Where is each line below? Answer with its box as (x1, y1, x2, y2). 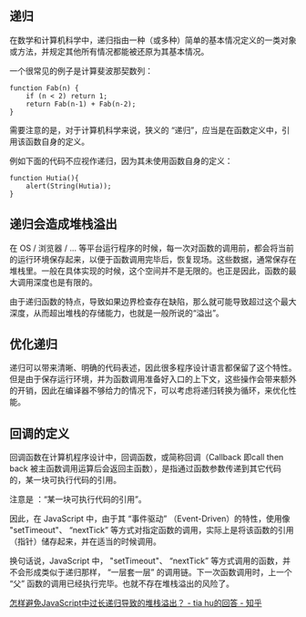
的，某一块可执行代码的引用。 (9, 475, 121, 486)
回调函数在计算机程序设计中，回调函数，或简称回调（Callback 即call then (9, 452, 284, 463)
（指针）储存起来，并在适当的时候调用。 (9, 536, 161, 547)
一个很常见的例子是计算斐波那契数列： (9, 65, 153, 76)
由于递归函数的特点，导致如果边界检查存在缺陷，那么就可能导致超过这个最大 (9, 295, 297, 307)
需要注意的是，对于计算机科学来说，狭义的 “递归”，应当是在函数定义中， (9, 124, 282, 135)
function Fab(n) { (9, 83, 79, 93)
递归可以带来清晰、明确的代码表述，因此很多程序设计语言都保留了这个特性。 (9, 363, 297, 374)
